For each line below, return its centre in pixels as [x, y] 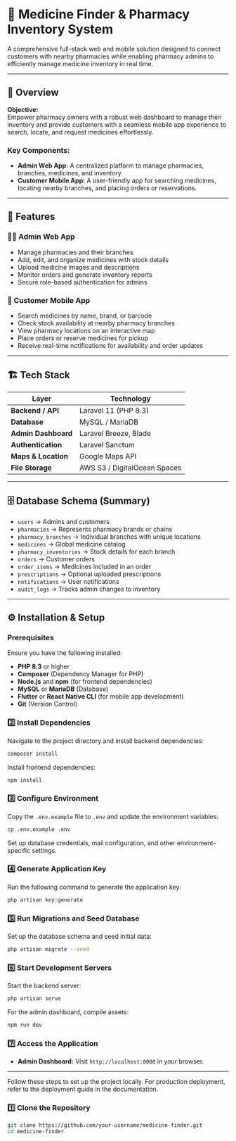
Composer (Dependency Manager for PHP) [80, 674]
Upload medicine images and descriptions [78, 267]
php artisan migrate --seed [48, 949]
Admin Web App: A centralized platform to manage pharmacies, [111, 166]
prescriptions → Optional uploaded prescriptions [89, 574]
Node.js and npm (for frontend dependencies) [85, 682]
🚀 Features [31, 217]
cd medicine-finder [36, 1132]
